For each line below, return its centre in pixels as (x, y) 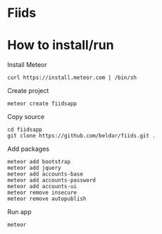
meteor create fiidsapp (42, 104)
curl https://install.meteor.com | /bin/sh (72, 78)
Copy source (26, 117)
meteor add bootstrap (39, 162)
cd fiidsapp (25, 130)
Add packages (28, 149)
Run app (19, 212)
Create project (28, 91)
